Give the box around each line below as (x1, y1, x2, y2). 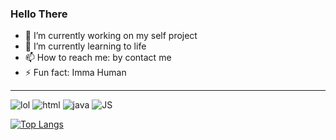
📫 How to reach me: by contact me (24, 52, 172, 64)
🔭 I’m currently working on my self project (24, 30, 198, 42)
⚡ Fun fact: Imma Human (24, 67, 127, 79)
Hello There (10, 7, 68, 21)
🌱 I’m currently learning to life (24, 40, 147, 52)
